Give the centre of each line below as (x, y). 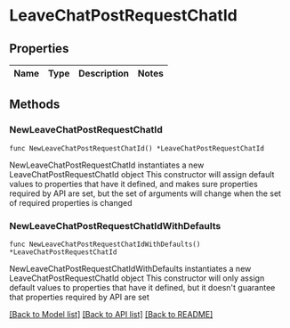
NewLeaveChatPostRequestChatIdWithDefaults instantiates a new (130, 268)
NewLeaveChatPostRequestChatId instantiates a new (107, 165)
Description (104, 74)
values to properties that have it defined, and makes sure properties (133, 184)
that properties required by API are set (79, 297)
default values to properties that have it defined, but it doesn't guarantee (142, 287)
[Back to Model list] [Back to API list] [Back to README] (111, 314)
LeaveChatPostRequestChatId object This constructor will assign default (142, 174)
